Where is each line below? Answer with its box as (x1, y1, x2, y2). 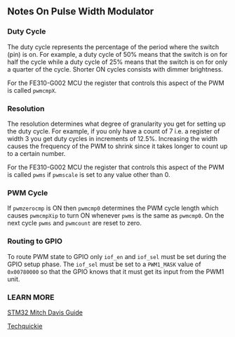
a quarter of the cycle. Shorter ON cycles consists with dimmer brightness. (7, 65, 223, 73)
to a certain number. (7, 149, 66, 157)
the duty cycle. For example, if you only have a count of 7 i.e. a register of (7, 126, 220, 136)
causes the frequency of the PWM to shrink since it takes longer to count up (7, 142, 228, 150)
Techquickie (7, 322, 43, 330)
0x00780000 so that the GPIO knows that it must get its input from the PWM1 (7, 267, 224, 276)
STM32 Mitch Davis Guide (7, 308, 83, 317)
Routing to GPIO (7, 237, 63, 246)
